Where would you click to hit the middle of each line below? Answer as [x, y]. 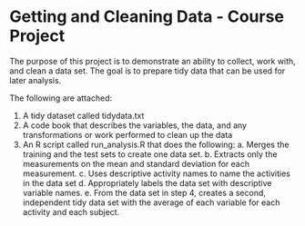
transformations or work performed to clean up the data [127, 134]
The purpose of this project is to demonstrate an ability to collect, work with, [152, 61]
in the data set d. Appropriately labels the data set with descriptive [147, 182]
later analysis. [36, 80]
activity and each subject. [71, 211]
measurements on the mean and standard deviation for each [136, 163]
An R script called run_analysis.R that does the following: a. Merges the [156, 144]
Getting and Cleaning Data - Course [147, 17]
